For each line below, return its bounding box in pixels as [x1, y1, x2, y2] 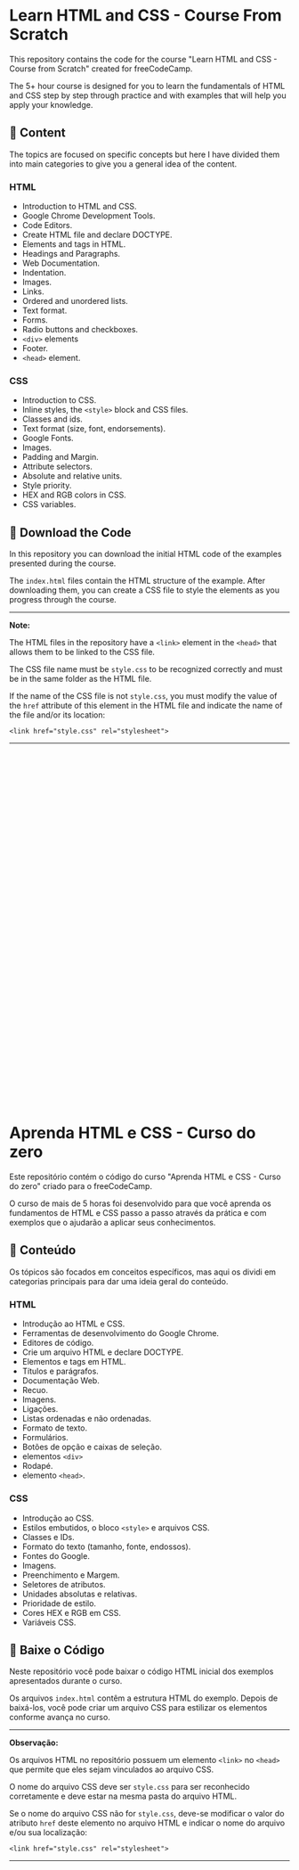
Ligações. [21, 1404, 59, 1415]
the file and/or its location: [9, 709, 105, 720]
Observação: [9, 1737, 59, 1748]
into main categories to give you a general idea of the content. [9, 158, 238, 169]
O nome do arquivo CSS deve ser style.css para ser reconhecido [9, 1782, 251, 1792]
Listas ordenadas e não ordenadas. [21, 1414, 152, 1424]
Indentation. [21, 267, 67, 278]
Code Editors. [21, 220, 73, 231]
